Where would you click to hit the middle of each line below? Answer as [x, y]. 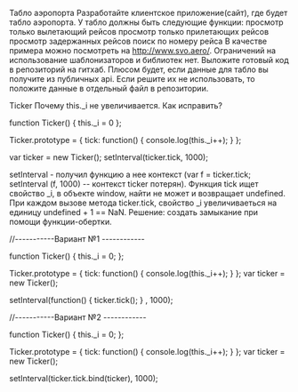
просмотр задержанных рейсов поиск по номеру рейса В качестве [138, 41]
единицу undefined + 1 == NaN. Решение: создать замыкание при [134, 212]
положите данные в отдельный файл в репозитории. [109, 88]
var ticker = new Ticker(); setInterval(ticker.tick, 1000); [109, 157]
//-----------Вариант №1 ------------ [77, 239]
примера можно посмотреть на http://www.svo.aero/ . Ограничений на [143, 51]
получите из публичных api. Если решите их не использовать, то [132, 79]
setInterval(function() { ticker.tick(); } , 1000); [91, 300]
